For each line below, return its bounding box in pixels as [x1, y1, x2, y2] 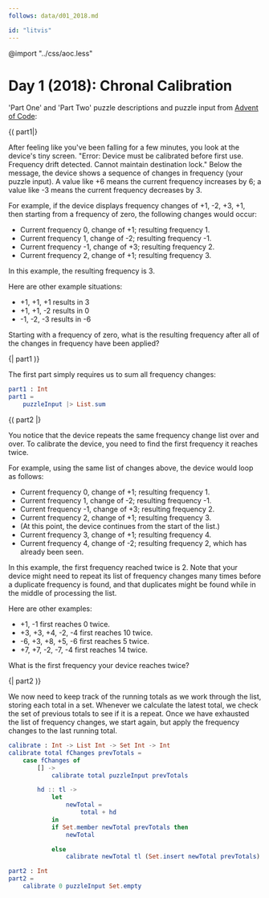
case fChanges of [22, 757, 81, 765]
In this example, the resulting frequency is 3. [8, 266, 155, 276]
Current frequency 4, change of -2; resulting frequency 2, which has [19, 539, 247, 548]
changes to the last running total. [8, 726, 118, 736]
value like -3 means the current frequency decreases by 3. [8, 186, 202, 195]
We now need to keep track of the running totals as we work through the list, [8, 692, 262, 702]
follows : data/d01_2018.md [8, 11, 99, 20]
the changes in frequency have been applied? [8, 338, 160, 348]
